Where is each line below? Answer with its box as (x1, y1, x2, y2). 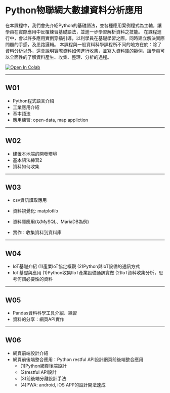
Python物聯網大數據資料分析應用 (5, 5, 143, 16)
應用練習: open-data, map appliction (12, 117, 89, 123)
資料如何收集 (12, 163, 39, 169)
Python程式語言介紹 (12, 97, 55, 104)
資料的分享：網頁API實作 (12, 316, 65, 322)
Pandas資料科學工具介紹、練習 (12, 310, 77, 316)
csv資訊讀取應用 (12, 197, 47, 203)
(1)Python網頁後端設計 (20, 363, 67, 369)
